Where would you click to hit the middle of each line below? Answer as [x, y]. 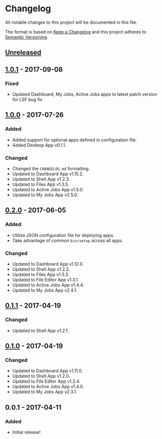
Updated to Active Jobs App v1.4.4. [48, 285]
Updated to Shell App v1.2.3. [41, 179]
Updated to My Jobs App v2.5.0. [45, 195]
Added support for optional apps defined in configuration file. [74, 140]
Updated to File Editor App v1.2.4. [46, 381]
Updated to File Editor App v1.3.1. [46, 279]
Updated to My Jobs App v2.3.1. [45, 392]
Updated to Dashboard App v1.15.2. [48, 174]
